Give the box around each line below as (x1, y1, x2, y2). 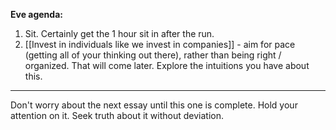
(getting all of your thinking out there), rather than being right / (24, 49, 282, 61)
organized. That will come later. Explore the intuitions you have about (24, 60, 310, 71)
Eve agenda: (10, 9, 63, 20)
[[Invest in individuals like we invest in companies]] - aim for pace (24, 39, 296, 50)
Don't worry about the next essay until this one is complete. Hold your (10, 99, 298, 111)
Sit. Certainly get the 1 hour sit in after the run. (24, 28, 215, 39)
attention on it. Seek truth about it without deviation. (10, 110, 224, 121)
